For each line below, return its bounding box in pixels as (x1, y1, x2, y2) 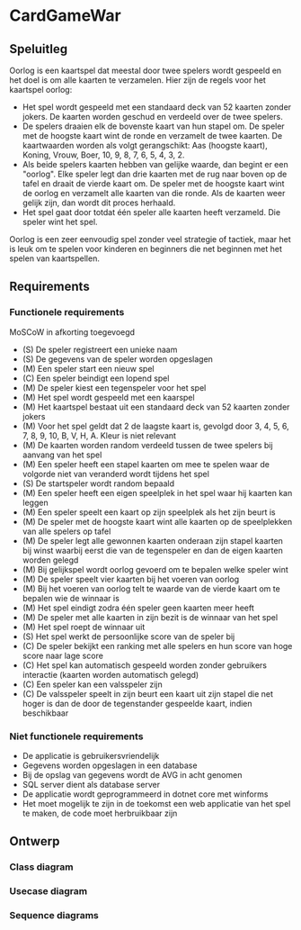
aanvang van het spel (22, 449, 102, 460)
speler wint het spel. (22, 217, 98, 227)
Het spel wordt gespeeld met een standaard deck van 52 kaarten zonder (22, 102, 292, 113)
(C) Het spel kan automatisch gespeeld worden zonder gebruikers (22, 659, 268, 671)
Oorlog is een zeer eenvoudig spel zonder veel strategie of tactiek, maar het (9, 234, 291, 244)
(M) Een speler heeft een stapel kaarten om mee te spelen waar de (22, 458, 270, 469)
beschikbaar (22, 708, 69, 718)
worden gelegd (22, 555, 79, 565)
